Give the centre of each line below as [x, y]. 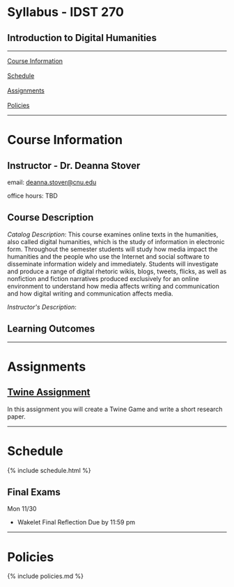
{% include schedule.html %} [49, 470]
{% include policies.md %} [45, 576]
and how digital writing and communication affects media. [90, 293]
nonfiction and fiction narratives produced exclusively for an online [103, 278]
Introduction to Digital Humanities [82, 38]
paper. [16, 416]
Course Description [50, 217]
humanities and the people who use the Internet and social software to [109, 256]
